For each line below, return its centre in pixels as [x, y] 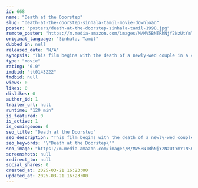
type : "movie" [24, 61]
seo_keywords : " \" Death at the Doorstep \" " [60, 143]
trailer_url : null [29, 105]
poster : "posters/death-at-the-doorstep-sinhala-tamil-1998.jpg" [88, 28]
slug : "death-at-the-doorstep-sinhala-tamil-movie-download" [83, 22]
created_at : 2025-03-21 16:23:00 [47, 171]
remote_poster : [25, 34]
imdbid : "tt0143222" [32, 72]
